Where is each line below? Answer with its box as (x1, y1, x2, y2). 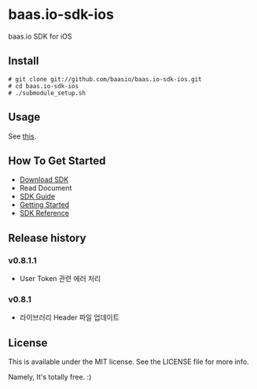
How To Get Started (8, 154, 106, 167)
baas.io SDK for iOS (8, 31, 72, 41)
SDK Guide (19, 191, 56, 202)
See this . (8, 132, 37, 141)
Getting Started (19, 200, 69, 209)
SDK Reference (19, 209, 69, 218)
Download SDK (19, 175, 69, 184)
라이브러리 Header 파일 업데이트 (19, 313, 119, 322)
